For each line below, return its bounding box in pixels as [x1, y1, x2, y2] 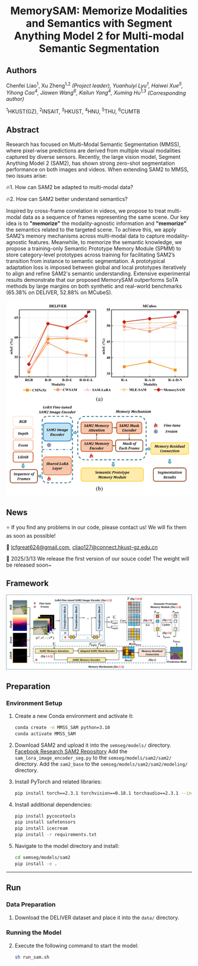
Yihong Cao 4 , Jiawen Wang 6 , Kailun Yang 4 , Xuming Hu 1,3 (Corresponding [6, 88, 186, 96]
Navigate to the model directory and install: [14, 843, 120, 850]
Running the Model [6, 929, 62, 937]
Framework [6, 578, 49, 588]
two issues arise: [6, 172, 47, 179]
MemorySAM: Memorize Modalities [10, 4, 188, 18]
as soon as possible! [6, 532, 56, 539]
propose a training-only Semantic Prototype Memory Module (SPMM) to [6, 245, 181, 252]
